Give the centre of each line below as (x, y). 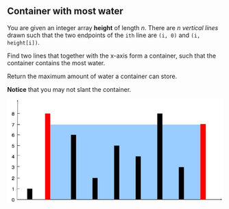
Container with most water (65, 11)
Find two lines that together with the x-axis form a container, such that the (112, 56)
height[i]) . (23, 42)
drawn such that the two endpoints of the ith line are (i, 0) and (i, (104, 35)
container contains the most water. (56, 63)
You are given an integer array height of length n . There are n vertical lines (113, 27)
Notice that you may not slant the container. (69, 89)
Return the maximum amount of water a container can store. (92, 76)
